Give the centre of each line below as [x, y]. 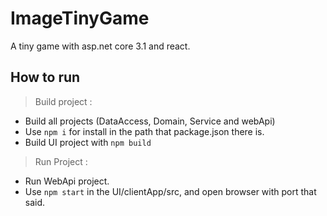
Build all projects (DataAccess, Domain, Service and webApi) [150, 121]
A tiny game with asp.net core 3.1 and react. [100, 46]
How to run [45, 77]
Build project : [63, 101]
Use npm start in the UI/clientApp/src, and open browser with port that [170, 191]
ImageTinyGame [80, 18]
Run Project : [61, 161]
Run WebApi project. [67, 181]
